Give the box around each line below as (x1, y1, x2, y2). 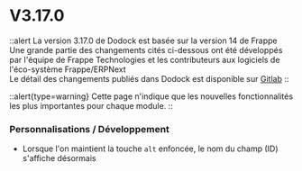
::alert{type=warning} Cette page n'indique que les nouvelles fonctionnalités (9, 91, 294, 102)
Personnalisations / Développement (9, 122, 169, 135)
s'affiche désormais (22, 153, 96, 164)
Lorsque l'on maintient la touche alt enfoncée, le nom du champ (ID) (22, 143, 279, 154)
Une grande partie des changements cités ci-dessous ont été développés (9, 44, 283, 55)
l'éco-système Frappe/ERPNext (9, 64, 126, 75)
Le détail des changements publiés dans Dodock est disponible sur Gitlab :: (9, 73, 289, 84)
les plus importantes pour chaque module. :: (9, 100, 173, 111)
